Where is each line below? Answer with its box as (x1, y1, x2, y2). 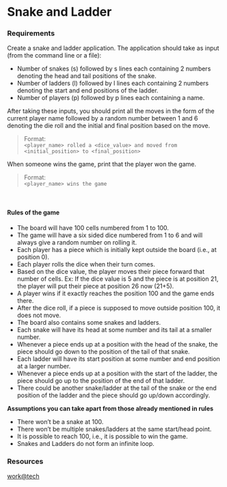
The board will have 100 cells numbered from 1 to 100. (16, 223, 170, 232)
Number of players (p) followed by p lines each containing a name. (16, 94, 205, 102)
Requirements (7, 29, 55, 38)
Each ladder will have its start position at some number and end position (16, 354, 220, 363)
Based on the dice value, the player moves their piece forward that (16, 267, 205, 275)
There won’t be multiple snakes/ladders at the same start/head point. (16, 425, 212, 433)
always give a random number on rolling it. (16, 238, 137, 247)
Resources (7, 456, 44, 466)
